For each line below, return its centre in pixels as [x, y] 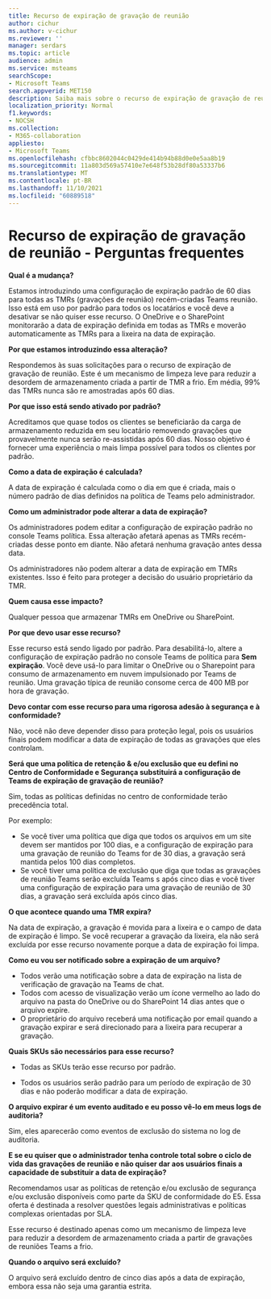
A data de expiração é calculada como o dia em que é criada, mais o [122, 487]
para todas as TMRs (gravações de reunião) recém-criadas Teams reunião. [133, 299]
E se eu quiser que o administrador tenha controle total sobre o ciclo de [130, 1155]
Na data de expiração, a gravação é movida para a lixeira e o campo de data [135, 927]
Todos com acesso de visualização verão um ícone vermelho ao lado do [140, 993]
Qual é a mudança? [41, 275]
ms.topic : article [39, 53]
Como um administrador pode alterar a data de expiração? [108, 511]
